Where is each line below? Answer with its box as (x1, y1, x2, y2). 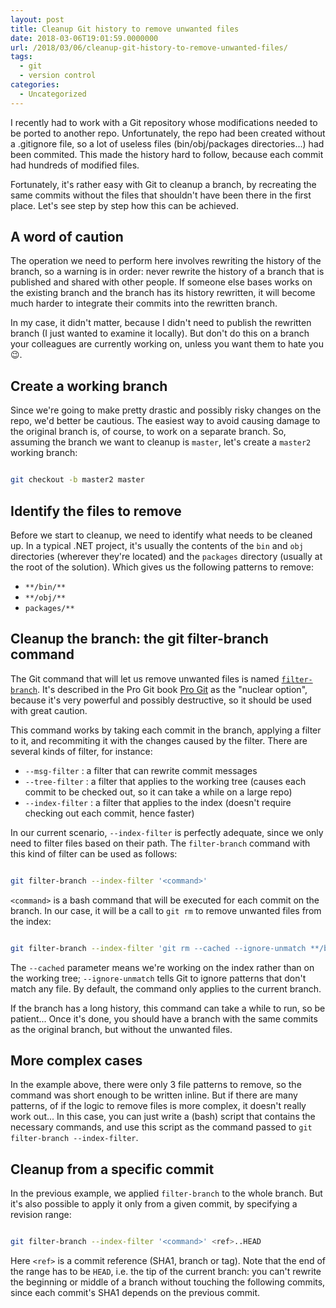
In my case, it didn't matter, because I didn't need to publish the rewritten (10, 317, 312, 329)
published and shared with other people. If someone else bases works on (10, 276, 313, 288)
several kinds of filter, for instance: (10, 745, 153, 757)
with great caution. (10, 704, 88, 716)
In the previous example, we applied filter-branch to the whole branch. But (10, 1187, 323, 1200)
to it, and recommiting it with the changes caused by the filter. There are (10, 734, 308, 746)
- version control (19, 71, 97, 81)
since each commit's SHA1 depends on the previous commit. (10, 1287, 261, 1298)
